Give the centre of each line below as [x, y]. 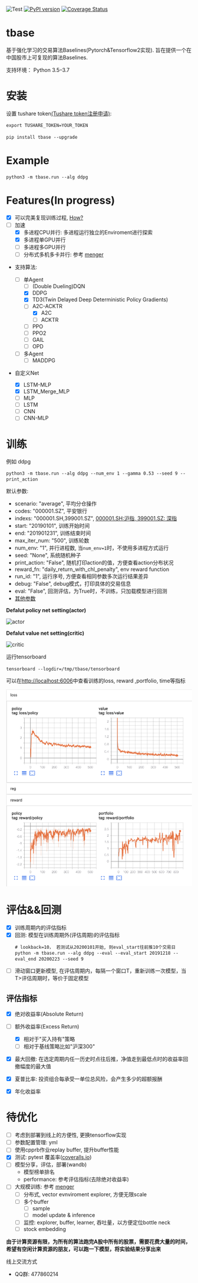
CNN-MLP [36, 418]
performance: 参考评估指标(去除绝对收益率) [76, 1179]
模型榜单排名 [39, 1172]
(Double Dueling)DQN [59, 286]
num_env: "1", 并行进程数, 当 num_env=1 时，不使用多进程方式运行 [92, 548]
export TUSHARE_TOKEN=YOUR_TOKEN [47, 125]
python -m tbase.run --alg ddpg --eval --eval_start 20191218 [93, 953]
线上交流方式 [22, 1261]
